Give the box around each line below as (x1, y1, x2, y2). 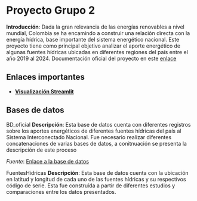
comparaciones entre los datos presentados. (6, 188, 116, 195)
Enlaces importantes (6, 72, 85, 82)
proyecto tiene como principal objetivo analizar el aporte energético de (6, 42, 181, 49)
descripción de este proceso (6, 146, 77, 153)
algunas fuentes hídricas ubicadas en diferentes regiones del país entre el (6, 48, 188, 55)
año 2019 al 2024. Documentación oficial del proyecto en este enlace (6, 55, 177, 62)
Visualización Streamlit (14, 87, 74, 95)
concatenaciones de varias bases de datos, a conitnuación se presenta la (6, 140, 187, 147)
